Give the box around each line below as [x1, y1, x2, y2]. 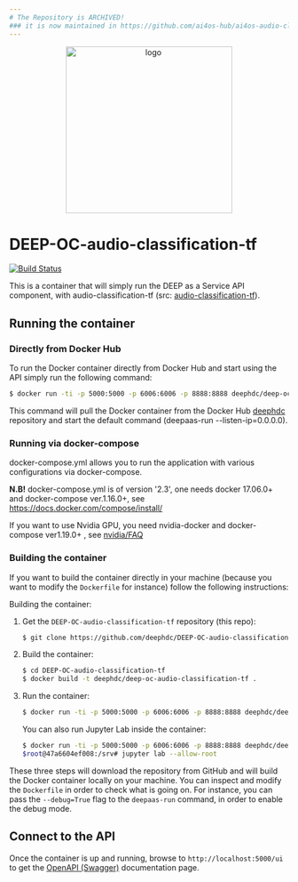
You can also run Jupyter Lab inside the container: [21, 724, 207, 734]
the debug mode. [9, 803, 73, 814]
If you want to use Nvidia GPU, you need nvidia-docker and [9, 520, 226, 531]
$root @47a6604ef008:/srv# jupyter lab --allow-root [21, 749, 217, 758]
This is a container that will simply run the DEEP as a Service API [9, 281, 246, 292]
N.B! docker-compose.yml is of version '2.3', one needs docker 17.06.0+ [9, 484, 273, 494]
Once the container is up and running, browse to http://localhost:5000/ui [9, 853, 284, 863]
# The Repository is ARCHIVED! [9, 12, 125, 22]
